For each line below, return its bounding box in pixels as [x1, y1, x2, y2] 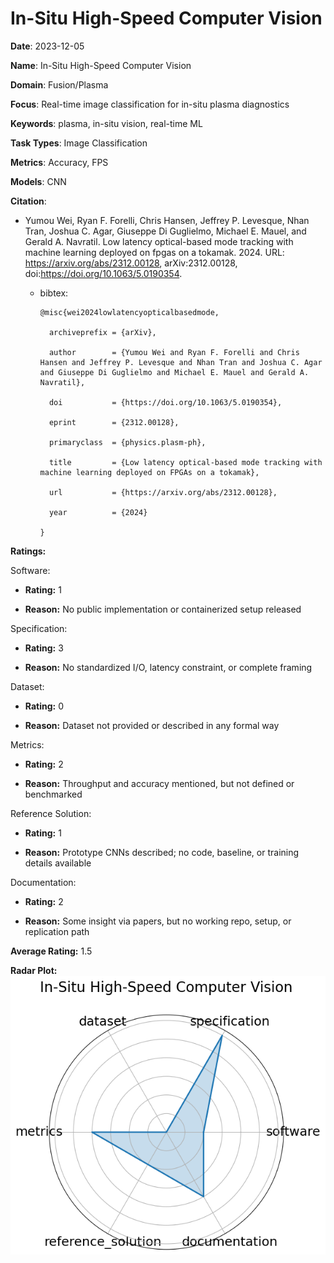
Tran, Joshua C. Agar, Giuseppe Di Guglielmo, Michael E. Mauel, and [24, 225, 307, 237]
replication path [24, 925, 90, 937]
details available [24, 857, 92, 869]
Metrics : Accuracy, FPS [10, 156, 109, 168]
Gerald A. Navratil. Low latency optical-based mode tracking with [24, 235, 294, 247]
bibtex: [39, 287, 69, 299]
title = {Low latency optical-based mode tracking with [48, 457, 323, 467]
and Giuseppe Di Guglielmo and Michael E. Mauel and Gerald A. [39, 367, 310, 377]
